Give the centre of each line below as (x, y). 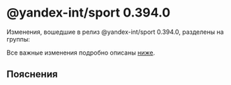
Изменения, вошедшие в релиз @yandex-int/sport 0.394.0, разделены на (115, 32)
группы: (18, 39)
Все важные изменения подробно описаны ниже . (81, 53)
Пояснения (32, 74)
